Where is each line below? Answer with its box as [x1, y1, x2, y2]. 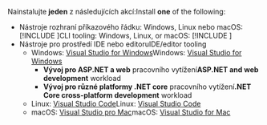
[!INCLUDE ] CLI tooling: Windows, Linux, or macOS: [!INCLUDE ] [18, 31, 233, 40]
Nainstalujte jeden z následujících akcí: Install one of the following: [7, 7, 226, 16]
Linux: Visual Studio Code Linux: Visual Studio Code [30, 99, 201, 108]
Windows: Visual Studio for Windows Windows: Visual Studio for [30, 48, 242, 57]
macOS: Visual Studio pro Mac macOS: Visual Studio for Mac [30, 107, 231, 117]
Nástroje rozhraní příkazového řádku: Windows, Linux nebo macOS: [18, 22, 244, 31]
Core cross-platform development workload [42, 91, 192, 99]
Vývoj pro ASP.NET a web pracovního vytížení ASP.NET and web [42, 65, 259, 75]
